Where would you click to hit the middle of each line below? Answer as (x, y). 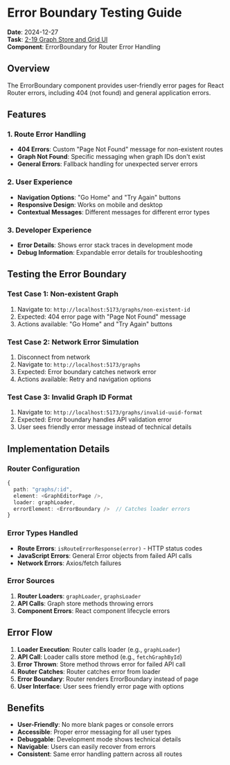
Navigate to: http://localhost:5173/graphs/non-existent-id (104, 309)
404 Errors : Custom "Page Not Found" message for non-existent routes (120, 149)
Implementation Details (59, 449)
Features (27, 115)
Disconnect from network (54, 357)
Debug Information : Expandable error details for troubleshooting (110, 253)
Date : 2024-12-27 (33, 32)
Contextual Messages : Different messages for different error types (113, 212)
